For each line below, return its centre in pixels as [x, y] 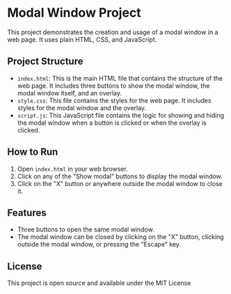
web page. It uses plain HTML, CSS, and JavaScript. [82, 39]
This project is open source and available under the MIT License [99, 283]
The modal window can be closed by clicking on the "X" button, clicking [120, 237]
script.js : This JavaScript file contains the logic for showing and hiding [121, 115]
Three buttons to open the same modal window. [86, 230]
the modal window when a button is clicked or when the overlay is [112, 123]
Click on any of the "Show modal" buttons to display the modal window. [120, 176]
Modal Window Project [74, 13]
